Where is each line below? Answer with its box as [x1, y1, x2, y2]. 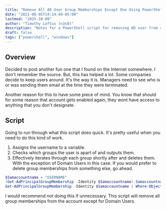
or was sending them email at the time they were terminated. [5, 82, 128, 88]
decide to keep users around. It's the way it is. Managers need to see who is [5, 77, 161, 83]
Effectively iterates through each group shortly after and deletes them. [12, 155, 156, 161]
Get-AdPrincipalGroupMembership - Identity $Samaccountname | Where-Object [5, 184, 163, 189]
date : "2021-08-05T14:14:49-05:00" [5, 12, 79, 17]
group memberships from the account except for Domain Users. [5, 198, 136, 204]
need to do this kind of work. [5, 134, 64, 141]
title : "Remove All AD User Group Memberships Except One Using [5, 7, 140, 12]
